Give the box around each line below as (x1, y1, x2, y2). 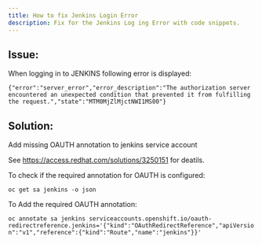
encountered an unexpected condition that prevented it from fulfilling (8, 91, 251, 99)
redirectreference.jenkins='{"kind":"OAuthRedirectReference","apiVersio (8, 222, 255, 230)
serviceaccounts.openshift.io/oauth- (89, 215, 213, 223)
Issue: (8, 48, 39, 61)
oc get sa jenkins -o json (8, 186, 96, 194)
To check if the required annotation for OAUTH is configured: (8, 171, 206, 180)
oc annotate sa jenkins (8, 215, 86, 223)
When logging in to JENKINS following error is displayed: (8, 68, 192, 79)
